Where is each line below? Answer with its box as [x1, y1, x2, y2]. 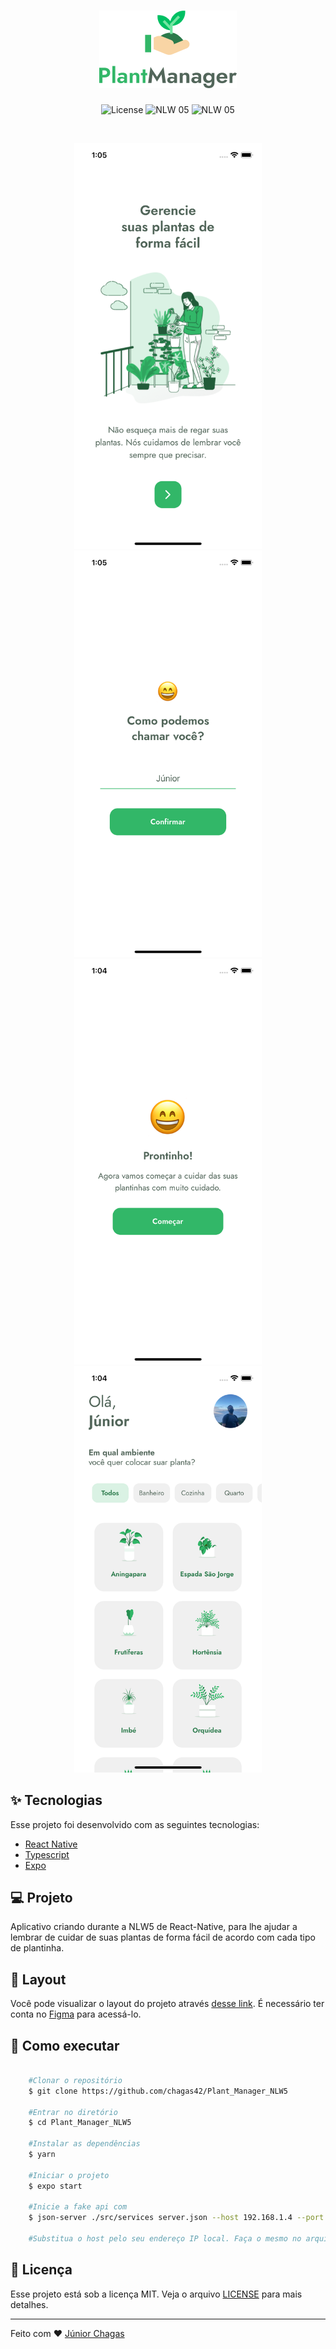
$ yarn [28, 2150, 56, 2160]
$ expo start [28, 2181, 83, 2191]
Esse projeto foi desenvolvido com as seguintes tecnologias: [10, 1818, 260, 1830]
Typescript [24, 1848, 70, 1860]
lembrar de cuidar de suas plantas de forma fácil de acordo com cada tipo [10, 1931, 316, 1944]
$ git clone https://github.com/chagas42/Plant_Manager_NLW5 [28, 2086, 288, 2096]
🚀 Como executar [10, 2037, 120, 2054]
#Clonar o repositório [28, 2075, 123, 2085]
